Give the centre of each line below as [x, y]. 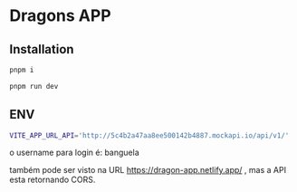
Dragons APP [60, 16]
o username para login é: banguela [75, 153]
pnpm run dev [34, 86]
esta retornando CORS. [53, 180]
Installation [42, 49]
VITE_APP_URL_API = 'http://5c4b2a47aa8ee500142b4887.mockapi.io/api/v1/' [149, 135]
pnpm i [22, 70]
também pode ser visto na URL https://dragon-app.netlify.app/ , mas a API [148, 170]
